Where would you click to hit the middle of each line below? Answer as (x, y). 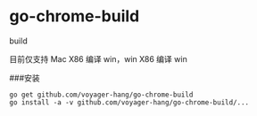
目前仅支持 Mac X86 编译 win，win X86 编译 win (98, 58)
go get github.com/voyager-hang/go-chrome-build (101, 95)
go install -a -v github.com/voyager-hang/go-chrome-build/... (129, 102)
